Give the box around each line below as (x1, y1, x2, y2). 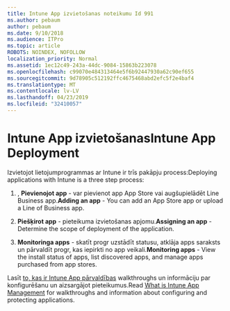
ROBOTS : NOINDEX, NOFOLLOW (7, 49, 85, 56)
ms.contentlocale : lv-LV (7, 87, 79, 94)
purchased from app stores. (17, 260, 97, 268)
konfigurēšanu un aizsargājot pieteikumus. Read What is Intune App (7, 280, 199, 289)
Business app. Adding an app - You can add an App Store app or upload (17, 196, 224, 205)
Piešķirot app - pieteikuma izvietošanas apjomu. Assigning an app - (17, 217, 212, 226)
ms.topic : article (7, 42, 60, 49)
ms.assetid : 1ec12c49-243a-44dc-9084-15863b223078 (7, 62, 157, 69)
